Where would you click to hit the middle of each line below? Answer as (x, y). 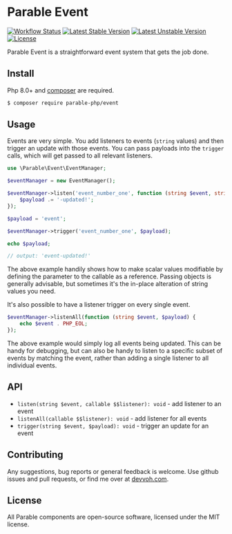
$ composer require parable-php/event (63, 103)
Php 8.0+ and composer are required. (61, 90)
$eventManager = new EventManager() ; (61, 181)
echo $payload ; (29, 244)
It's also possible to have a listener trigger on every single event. (99, 305)
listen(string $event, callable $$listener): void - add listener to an (119, 403)
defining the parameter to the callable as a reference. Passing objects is (109, 276)
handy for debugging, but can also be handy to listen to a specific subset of (115, 350)
